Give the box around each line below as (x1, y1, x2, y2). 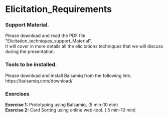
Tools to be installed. (5, 61, 57, 68)
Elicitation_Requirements (5, 3, 112, 15)
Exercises (5, 90, 30, 97)
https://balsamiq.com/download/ (5, 77, 73, 83)
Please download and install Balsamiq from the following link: (5, 72, 131, 78)
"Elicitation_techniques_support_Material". (5, 38, 92, 44)
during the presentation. (5, 48, 55, 54)
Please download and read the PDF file (5, 32, 86, 38)
